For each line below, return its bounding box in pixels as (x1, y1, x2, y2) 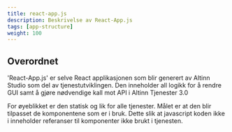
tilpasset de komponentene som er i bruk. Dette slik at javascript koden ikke (7, 109, 226, 118)
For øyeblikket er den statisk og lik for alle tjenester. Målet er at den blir (7, 102, 212, 110)
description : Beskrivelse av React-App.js (7, 17, 133, 24)
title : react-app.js (7, 10, 68, 17)
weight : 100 (7, 29, 42, 37)
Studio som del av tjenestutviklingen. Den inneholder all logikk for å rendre (7, 81, 222, 90)
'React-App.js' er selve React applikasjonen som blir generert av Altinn (7, 74, 211, 82)
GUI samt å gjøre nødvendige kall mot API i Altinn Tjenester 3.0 (7, 88, 189, 97)
